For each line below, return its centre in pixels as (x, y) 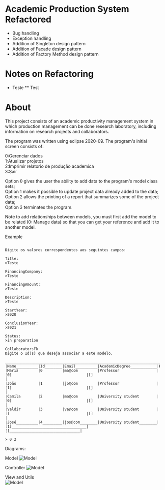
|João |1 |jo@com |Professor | (82, 383)
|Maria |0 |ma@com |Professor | (82, 370)
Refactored (28, 19)
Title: (12, 259)
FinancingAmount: (23, 284)
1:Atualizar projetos (25, 161)
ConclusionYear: (22, 323)
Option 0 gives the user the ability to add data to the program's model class (82, 181)
